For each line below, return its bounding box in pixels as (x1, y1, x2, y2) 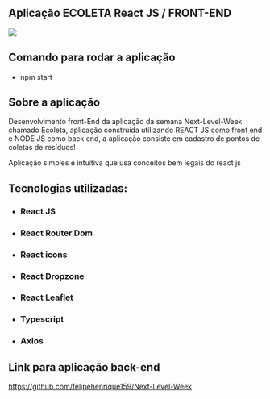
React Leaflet (19, 292, 74, 303)
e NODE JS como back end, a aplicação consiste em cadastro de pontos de (8, 134, 260, 143)
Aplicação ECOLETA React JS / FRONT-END (8, 6, 232, 20)
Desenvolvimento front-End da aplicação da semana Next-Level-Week (8, 117, 243, 127)
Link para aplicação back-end (8, 360, 160, 374)
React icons (19, 249, 68, 260)
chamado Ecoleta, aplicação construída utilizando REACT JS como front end (8, 125, 263, 135)
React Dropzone (19, 270, 85, 281)
